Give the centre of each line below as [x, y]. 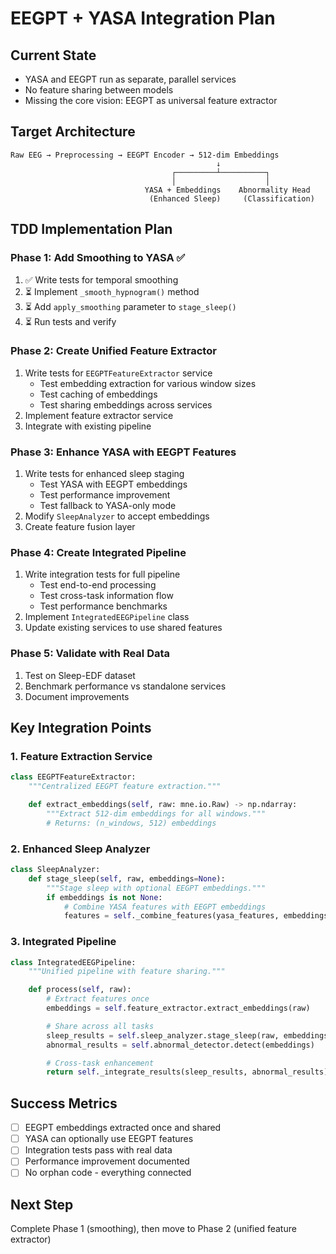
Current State [53, 55]
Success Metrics [64, 1103]
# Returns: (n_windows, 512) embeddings [131, 823]
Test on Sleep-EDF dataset [80, 675]
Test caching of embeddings [98, 394]
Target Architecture [73, 132]
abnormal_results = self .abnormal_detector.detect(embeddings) [180, 1045]
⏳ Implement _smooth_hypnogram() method [112, 291]
